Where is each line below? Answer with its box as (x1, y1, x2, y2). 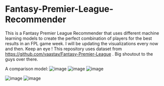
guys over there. (5, 56, 38, 62)
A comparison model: (5, 65, 48, 72)
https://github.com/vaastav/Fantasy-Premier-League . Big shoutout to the (5, 51, 153, 57)
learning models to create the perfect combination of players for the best (5, 35, 152, 41)
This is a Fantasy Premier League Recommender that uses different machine (5, 30, 159, 36)
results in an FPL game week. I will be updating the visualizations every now (5, 40, 158, 46)
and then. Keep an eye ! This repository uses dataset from (5, 46, 122, 52)
